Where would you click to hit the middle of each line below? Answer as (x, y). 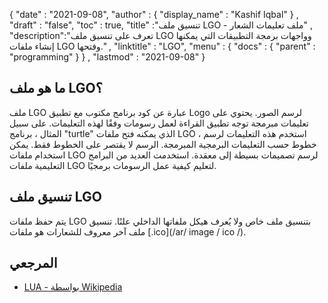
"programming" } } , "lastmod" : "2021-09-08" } (107, 57)
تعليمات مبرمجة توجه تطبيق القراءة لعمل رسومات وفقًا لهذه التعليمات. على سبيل (159, 123)
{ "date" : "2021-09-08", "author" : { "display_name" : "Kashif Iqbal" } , (154, 14)
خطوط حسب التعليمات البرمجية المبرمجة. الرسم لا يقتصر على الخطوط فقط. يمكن (163, 144)
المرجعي (33, 263)
